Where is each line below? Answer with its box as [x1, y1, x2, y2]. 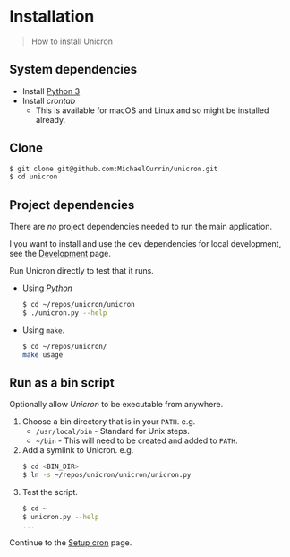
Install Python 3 [21, 85, 81, 96]
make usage [21, 350, 64, 360]
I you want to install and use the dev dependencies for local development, [9, 239, 282, 249]
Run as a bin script [9, 375, 115, 391]
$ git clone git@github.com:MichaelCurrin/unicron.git [9, 164, 218, 173]
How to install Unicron [30, 36, 114, 47]
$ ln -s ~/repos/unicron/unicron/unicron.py [21, 471, 192, 480]
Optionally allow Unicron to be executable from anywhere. [9, 399, 224, 410]
